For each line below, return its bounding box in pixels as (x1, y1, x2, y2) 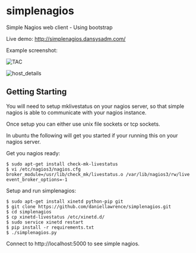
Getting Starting (6, 87, 67, 97)
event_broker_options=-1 (6, 177, 68, 182)
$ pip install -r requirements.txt (6, 224, 94, 230)
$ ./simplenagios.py (6, 229, 58, 235)
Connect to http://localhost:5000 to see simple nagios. (6, 240, 140, 247)
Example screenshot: (6, 46, 58, 54)
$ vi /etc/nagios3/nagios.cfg (6, 166, 81, 172)
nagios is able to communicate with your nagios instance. (6, 108, 147, 116)
